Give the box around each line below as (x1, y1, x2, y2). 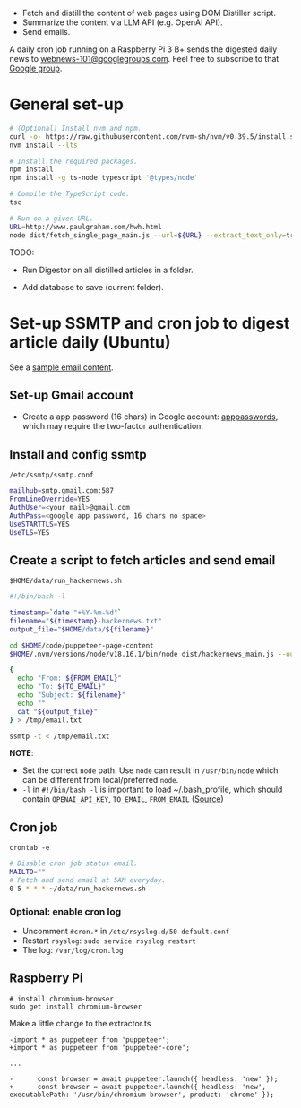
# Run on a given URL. (9, 214, 94, 223)
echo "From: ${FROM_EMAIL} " (17, 674, 123, 683)
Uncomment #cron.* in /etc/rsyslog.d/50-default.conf (21, 926, 230, 937)
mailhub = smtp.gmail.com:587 (9, 486, 115, 495)
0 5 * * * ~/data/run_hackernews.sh (9, 884, 146, 893)
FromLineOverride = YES (9, 494, 90, 503)
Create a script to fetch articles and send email (9, 553, 276, 568)
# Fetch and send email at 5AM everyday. (9, 876, 167, 885)
